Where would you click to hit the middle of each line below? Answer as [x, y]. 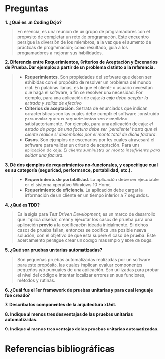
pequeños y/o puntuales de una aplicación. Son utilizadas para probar [88, 270]
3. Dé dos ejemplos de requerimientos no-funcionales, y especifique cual [82, 165]
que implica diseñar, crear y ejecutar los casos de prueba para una [85, 219]
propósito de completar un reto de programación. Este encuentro [83, 37]
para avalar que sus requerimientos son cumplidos [76, 119]
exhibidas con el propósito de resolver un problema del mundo [88, 82]
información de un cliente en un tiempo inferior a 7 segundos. [87, 195]
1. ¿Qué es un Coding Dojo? [34, 22]
